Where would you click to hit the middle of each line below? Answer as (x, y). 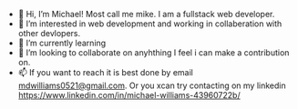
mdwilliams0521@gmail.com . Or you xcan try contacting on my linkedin (152, 85)
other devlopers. (49, 33)
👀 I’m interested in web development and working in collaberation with (150, 24)
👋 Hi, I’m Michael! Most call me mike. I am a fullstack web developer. (146, 14)
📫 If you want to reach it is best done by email (105, 72)
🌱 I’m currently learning (62, 43)
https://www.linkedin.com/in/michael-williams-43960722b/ (129, 95)
